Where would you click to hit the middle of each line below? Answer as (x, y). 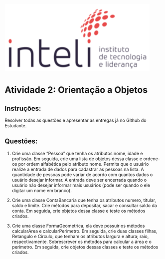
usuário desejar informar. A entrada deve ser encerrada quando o (79, 180)
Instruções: (23, 108)
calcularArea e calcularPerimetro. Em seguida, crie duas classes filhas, (84, 231)
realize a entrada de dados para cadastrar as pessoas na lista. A (78, 169)
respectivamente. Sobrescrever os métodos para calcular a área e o (82, 242)
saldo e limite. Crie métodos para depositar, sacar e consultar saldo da (84, 205)
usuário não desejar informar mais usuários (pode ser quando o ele (81, 185)
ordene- (152, 159)
